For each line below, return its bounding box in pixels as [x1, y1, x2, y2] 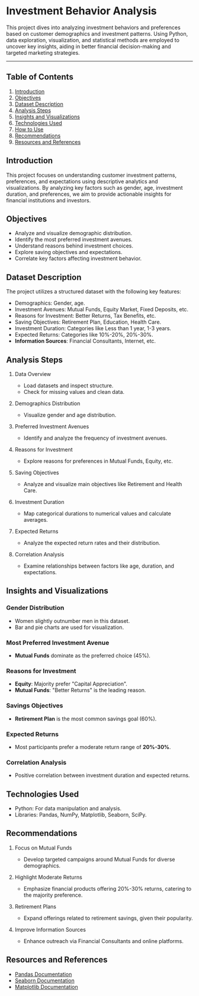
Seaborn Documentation [14, 977, 75, 984]
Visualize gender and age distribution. [23, 412, 117, 418]
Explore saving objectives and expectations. [14, 249, 123, 256]
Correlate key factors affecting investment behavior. [14, 255, 142, 262]
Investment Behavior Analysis [6, 4, 157, 18]
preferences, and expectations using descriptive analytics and [6, 177, 158, 185]
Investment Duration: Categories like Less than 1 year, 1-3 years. [14, 325, 172, 332]
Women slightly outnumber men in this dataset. [14, 617, 130, 624]
